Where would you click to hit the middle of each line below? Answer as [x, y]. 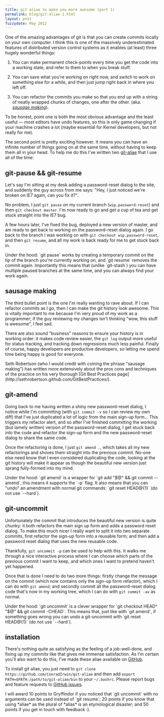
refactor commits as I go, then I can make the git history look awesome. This [82, 308]
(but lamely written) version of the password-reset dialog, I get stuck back [80, 427]
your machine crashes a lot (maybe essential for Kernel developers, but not [81, 127]
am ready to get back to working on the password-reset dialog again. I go [79, 230]
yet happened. [20, 566]
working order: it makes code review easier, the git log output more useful [81, 338]
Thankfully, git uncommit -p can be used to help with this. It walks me [76, 551]
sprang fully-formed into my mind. [40, 468]
